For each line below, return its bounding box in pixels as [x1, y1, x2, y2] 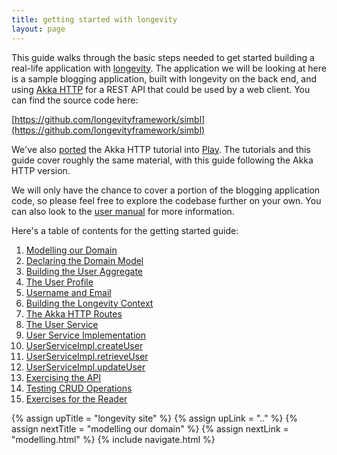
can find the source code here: [11, 94, 139, 106]
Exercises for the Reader [25, 392, 128, 405]
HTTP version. [11, 164, 71, 176]
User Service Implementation [25, 329, 146, 341]
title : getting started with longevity [11, 14, 178, 25]
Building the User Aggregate [25, 265, 143, 277]
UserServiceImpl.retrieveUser [25, 350, 149, 362]
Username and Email [25, 286, 112, 298]
